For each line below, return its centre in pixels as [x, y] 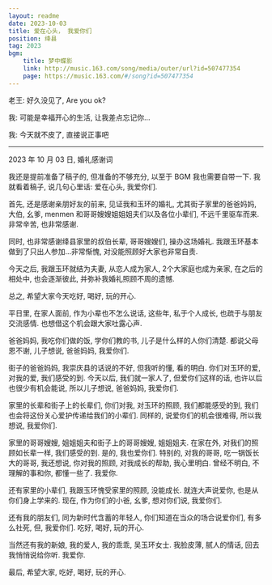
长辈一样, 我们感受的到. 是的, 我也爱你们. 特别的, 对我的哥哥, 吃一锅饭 [137, 452]
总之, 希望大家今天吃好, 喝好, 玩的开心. [72, 295]
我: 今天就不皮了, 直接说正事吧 [59, 134]
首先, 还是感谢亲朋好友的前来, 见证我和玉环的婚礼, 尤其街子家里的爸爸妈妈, [132, 204]
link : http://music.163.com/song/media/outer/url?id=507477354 [132, 69]
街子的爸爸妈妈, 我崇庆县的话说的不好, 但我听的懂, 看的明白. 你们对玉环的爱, [134, 367]
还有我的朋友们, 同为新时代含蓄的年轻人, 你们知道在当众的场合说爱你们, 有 [132, 517]
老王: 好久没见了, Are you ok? [57, 100]
